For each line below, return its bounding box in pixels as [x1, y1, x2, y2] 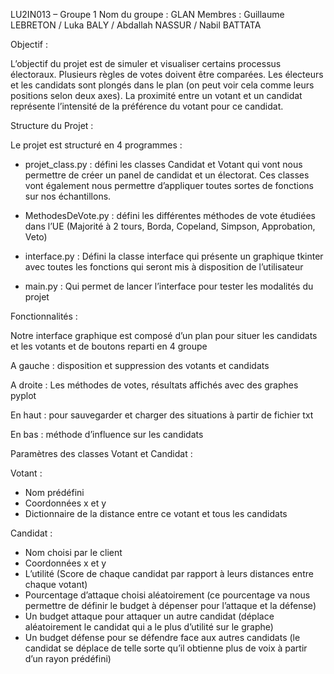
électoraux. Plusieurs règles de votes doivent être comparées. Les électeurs [10, 69, 324, 80]
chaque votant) [24, 579, 88, 590]
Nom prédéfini [24, 487, 85, 498]
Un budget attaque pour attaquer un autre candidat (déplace [24, 610, 275, 622]
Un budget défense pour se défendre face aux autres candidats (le [24, 632, 301, 643]
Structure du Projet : [10, 120, 94, 131]
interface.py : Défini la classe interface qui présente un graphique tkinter [24, 250, 324, 262]
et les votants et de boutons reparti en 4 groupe [10, 340, 208, 352]
